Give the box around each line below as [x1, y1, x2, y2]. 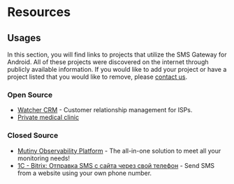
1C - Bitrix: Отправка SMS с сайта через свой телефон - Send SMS [17, 161, 215, 169]
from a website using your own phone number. [17, 169, 152, 177]
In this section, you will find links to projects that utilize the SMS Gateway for [7, 50, 227, 59]
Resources [7, 4, 71, 20]
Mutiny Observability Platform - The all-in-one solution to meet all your [17, 146, 221, 155]
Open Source [7, 90, 53, 100]
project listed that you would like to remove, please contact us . [7, 72, 187, 81]
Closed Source [7, 130, 59, 140]
